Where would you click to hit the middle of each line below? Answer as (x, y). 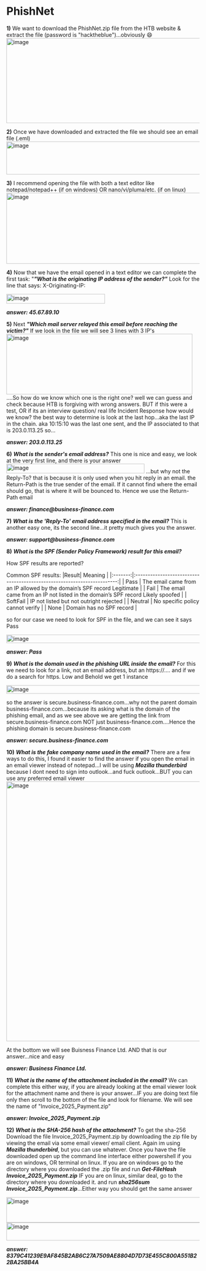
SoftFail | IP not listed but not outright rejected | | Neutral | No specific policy (103, 601)
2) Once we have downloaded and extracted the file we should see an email (102, 132)
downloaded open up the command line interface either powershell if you (99, 1156)
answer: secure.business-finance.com (57, 740)
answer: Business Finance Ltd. (47, 1068)
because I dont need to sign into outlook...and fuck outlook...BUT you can (100, 771)
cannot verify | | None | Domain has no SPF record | (72, 608)
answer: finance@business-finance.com (60, 509)
